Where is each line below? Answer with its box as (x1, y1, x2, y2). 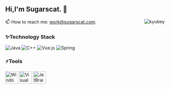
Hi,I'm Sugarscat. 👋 (5, 5, 67, 14)
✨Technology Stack (5, 33, 55, 40)
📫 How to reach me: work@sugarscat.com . (5, 19, 97, 25)
